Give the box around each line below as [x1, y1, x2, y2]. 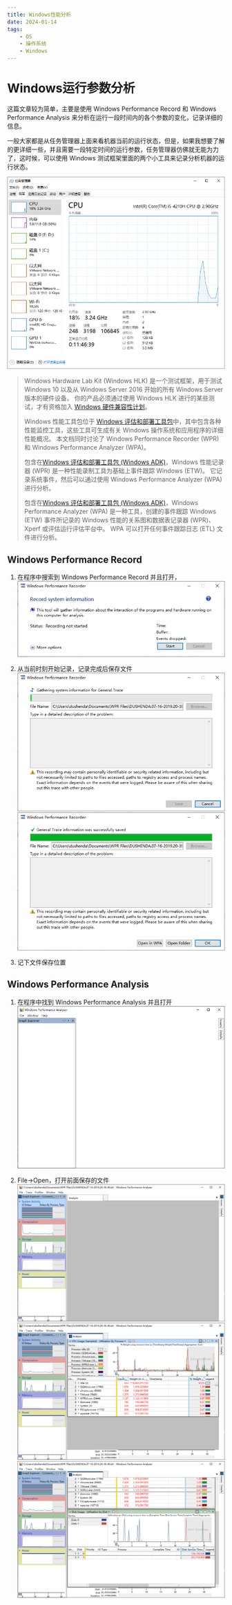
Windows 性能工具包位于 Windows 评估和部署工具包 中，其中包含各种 [23, 417, 222, 425]
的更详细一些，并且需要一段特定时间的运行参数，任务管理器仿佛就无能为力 [7, 145, 219, 154]
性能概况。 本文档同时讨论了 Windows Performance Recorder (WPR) [23, 434, 220, 443]
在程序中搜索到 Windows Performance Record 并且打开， [17, 573, 181, 581]
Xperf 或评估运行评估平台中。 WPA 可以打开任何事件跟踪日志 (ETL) [23, 524, 215, 533]
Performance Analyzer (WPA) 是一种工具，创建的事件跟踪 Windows [23, 507, 216, 515]
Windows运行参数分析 [7, 80, 135, 96]
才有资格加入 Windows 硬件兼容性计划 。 [36, 403, 151, 411]
